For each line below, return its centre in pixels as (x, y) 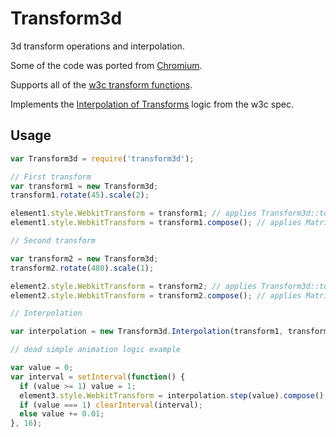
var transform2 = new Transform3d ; (84, 258)
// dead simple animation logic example (96, 350)
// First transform (51, 177)
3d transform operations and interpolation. (97, 46)
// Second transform (53, 241)
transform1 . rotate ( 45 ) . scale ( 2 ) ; (80, 195)
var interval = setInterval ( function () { (98, 377)
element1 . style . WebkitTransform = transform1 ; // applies (133, 213)
